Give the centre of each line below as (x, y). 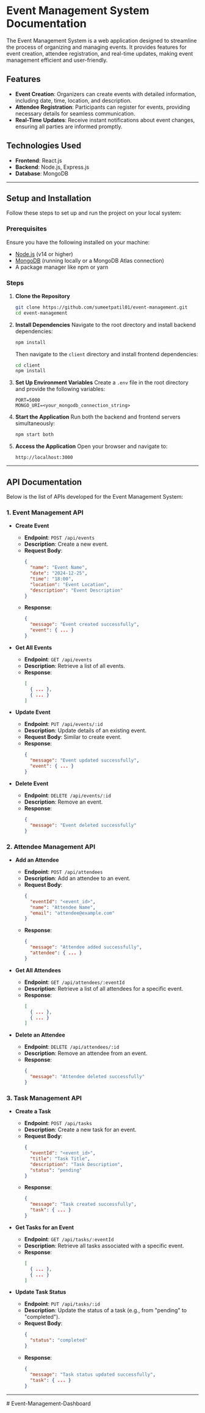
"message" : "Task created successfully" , (83, 1205)
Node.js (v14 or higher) (44, 254)
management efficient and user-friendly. (57, 60)
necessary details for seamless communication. (75, 113)
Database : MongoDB (42, 173)
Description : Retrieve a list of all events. (74, 666)
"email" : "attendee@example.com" (72, 913)
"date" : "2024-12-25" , (59, 573)
